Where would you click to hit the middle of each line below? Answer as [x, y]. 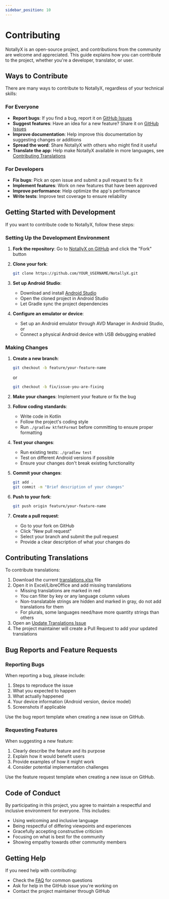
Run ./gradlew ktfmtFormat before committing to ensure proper [87, 427]
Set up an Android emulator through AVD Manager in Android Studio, [92, 323]
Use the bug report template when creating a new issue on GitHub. [75, 717]
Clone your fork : [30, 264]
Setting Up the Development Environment [58, 238]
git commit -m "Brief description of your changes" [68, 487]
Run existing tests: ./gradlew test [56, 452]
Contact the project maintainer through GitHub [61, 891]
